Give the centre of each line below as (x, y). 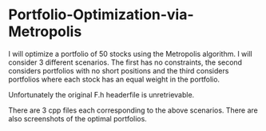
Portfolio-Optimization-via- (101, 15)
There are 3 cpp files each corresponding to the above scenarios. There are (133, 110)
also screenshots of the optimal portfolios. (78, 118)
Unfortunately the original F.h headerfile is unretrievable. (101, 94)
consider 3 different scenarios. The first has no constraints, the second (125, 62)
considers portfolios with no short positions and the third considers (119, 70)
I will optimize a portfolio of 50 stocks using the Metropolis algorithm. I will (131, 54)
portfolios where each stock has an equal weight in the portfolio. (114, 79)
